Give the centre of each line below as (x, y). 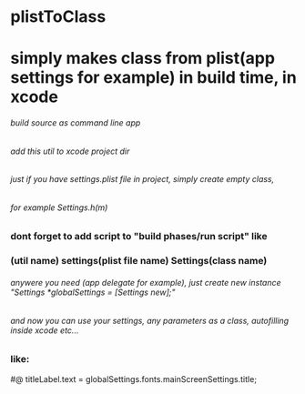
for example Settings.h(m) (59, 207)
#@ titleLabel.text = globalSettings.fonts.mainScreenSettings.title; (134, 379)
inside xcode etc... (45, 330)
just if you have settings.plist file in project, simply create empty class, (142, 179)
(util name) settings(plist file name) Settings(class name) (139, 261)
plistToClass (58, 17)
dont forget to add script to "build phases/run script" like (139, 237)
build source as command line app (76, 122)
